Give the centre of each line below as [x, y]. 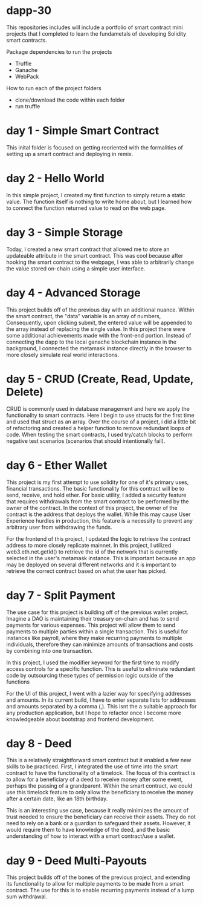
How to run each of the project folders [54, 88]
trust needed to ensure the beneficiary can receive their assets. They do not [101, 817]
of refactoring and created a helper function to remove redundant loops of [99, 428]
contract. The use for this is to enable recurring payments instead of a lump [100, 890]
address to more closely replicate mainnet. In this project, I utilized [89, 545]
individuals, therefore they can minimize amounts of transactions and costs [100, 644]
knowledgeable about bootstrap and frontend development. [81, 719]
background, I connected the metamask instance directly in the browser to [99, 348]
